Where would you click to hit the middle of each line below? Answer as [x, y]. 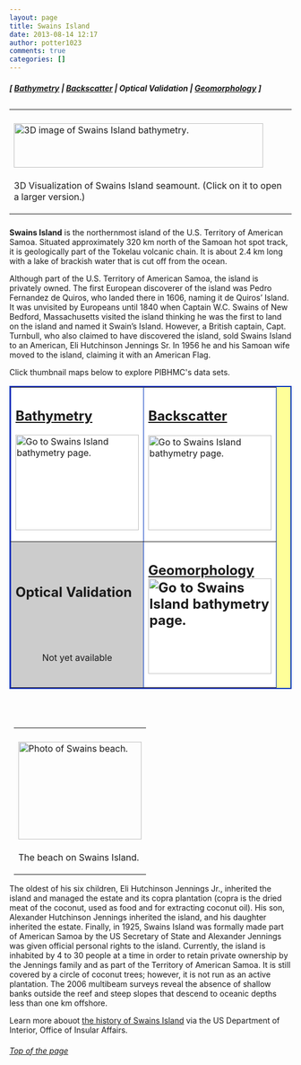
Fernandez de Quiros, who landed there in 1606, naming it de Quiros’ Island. [149, 297]
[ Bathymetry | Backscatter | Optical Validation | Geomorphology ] [135, 88]
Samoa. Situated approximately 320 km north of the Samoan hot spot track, [149, 242]
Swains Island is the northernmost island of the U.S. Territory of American [146, 232]
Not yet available [77, 657]
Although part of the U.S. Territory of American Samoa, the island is [134, 278]
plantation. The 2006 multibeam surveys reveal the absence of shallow [140, 983]
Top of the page [39, 1051]
